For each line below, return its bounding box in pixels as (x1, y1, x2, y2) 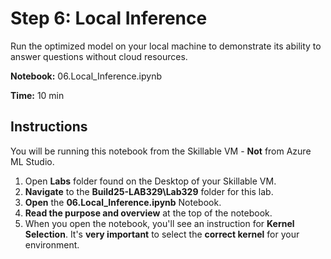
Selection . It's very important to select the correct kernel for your (24, 228, 300, 240)
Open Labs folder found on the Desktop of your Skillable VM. (24, 175, 277, 187)
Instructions (10, 118, 88, 136)
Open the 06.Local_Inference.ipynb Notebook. (24, 196, 222, 208)
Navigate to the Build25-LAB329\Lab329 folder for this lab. (24, 185, 274, 197)
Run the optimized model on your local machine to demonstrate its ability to (10, 40, 322, 52)
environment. (24, 238, 80, 251)
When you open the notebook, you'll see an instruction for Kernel (24, 217, 295, 229)
